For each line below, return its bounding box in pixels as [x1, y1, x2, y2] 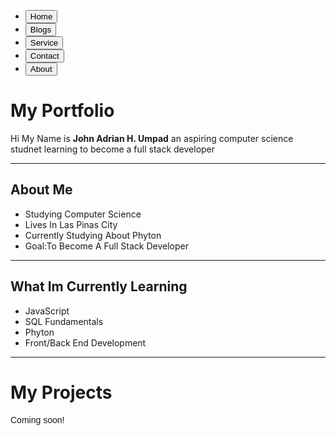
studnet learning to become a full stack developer [10, 143, 216, 155]
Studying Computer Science [24, 208, 142, 220]
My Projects [10, 381, 113, 404]
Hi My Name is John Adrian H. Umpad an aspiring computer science [10, 132, 294, 144]
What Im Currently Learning [10, 278, 188, 295]
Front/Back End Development [24, 336, 147, 349]
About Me [10, 181, 73, 199]
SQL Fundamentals [24, 315, 104, 327]
